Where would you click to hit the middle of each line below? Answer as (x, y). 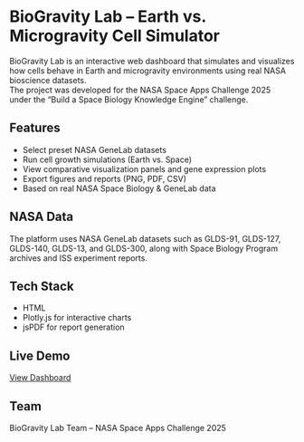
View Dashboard (40, 378)
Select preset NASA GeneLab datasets (95, 149)
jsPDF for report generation (73, 327)
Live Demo (40, 356)
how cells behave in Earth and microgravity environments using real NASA (148, 71)
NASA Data (42, 217)
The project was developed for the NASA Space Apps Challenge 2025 (140, 90)
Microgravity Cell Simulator (114, 36)
